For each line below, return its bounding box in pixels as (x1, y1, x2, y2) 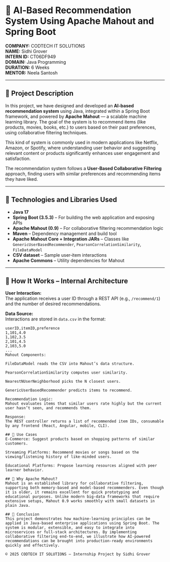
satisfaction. (5, 155, 31, 162)
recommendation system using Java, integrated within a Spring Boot (5, 108, 150, 114)
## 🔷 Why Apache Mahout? (5, 476, 58, 481)
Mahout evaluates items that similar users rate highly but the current (5, 401, 162, 407)
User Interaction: (5, 290, 42, 296)
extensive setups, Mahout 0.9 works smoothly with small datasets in (5, 499, 155, 504)
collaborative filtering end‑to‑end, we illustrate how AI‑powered (5, 534, 151, 539)
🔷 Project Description (5, 89, 74, 98)
